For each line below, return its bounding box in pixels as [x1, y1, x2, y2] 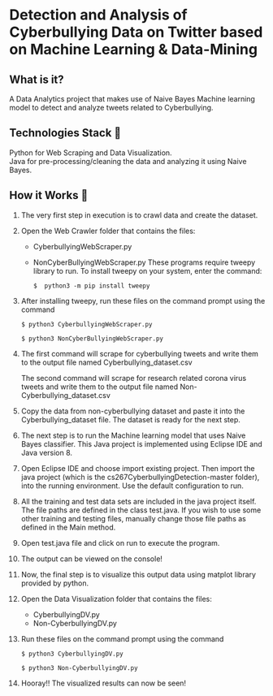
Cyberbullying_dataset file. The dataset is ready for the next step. [20, 414, 240, 424]
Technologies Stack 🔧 [9, 126, 122, 140]
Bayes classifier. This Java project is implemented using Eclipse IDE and [20, 439, 262, 448]
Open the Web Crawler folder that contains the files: [20, 226, 196, 236]
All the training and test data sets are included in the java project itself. [20, 496, 257, 506]
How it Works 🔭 [9, 188, 89, 202]
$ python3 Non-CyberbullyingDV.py [20, 664, 138, 672]
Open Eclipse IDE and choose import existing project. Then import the [20, 463, 255, 473]
